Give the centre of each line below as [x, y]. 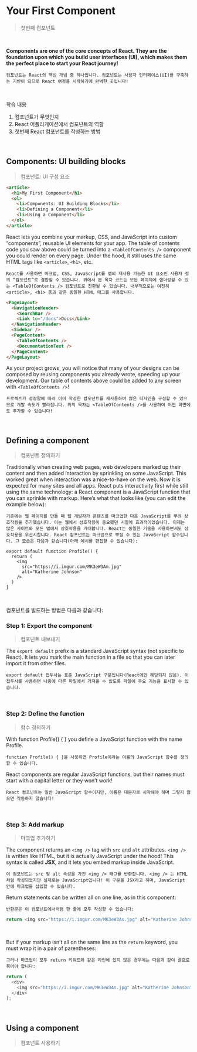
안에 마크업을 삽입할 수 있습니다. [41, 887]
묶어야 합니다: [21, 966]
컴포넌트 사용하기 [40, 1043]
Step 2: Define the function [45, 714]
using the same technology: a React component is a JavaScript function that [98, 492]
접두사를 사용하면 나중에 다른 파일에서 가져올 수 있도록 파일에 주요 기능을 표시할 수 [94, 682]
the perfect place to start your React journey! [62, 63]
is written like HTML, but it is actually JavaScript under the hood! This [90, 856]
